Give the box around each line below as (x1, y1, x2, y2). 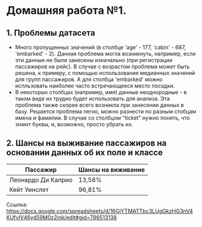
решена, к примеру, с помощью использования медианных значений (14, 69, 195, 76)
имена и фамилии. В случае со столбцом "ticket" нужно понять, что (14, 114, 190, 121)
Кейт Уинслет (9, 185, 49, 194)
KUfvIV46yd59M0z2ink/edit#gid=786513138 (6, 214, 118, 221)
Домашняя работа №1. (6, 4, 127, 18)
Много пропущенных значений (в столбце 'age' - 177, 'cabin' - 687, (14, 43, 186, 51)
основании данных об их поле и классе (6, 147, 163, 158)
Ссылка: (6, 200, 28, 208)
